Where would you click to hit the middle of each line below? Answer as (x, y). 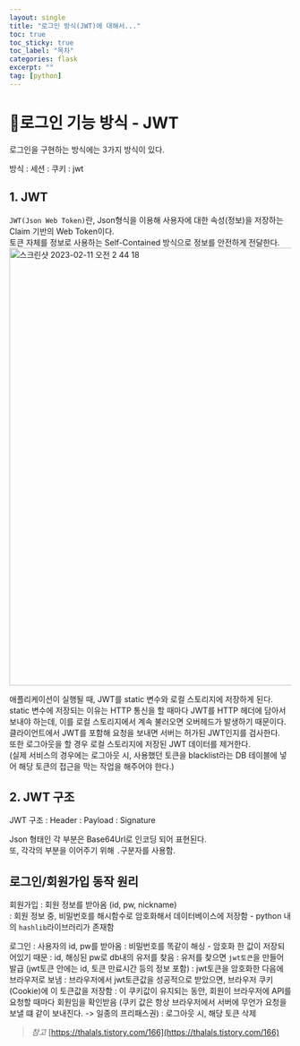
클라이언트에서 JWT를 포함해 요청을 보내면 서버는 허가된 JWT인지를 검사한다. (145, 733)
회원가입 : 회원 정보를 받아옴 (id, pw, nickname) (93, 905)
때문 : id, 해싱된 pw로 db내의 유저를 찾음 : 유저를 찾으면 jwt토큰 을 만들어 (159, 957)
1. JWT (29, 197)
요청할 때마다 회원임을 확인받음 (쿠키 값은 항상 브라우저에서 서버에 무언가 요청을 (148, 1002)
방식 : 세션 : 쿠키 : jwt (47, 168)
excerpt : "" (31, 68)
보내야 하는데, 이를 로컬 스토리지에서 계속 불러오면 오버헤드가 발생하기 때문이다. (148, 721)
